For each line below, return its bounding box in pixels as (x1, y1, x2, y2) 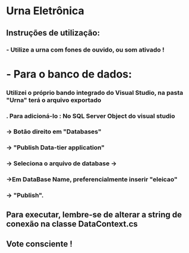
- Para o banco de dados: (6, 67, 133, 81)
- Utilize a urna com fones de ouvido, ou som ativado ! (6, 46, 165, 54)
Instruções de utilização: (6, 28, 100, 38)
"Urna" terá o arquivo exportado (6, 96, 102, 104)
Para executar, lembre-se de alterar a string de (6, 209, 182, 220)
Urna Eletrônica (6, 4, 84, 18)
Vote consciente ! (6, 239, 73, 249)
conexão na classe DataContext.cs (6, 219, 138, 229)
